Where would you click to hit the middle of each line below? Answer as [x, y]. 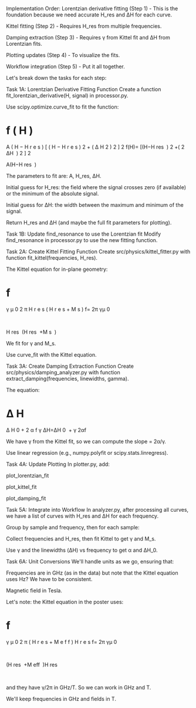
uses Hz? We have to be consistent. [49, 579]
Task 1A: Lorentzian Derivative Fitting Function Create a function [84, 89]
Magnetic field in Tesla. [34, 590]
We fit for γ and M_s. [31, 343]
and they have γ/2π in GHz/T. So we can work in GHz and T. [79, 687]
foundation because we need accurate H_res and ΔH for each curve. [89, 15]
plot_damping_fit [26, 498]
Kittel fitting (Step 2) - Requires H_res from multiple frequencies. [84, 26]
